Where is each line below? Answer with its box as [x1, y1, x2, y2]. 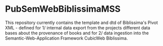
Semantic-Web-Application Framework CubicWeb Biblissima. [5, 35, 128, 41]
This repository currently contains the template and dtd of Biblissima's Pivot [5, 20, 158, 25]
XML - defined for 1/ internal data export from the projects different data [5, 24, 150, 30]
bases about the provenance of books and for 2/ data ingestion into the [5, 30, 149, 36]
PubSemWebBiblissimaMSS [5, 3, 121, 15]
